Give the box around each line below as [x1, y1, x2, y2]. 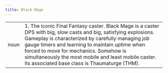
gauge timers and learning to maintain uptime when [24, 41, 145, 48]
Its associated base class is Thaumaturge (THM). [24, 60, 140, 67]
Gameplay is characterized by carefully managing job [24, 35, 150, 42]
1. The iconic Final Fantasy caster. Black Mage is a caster [24, 22, 159, 29]
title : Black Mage [5, 7, 43, 12]
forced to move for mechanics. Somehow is [24, 47, 126, 54]
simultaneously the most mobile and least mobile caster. [24, 53, 156, 60]
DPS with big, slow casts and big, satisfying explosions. [24, 28, 154, 35]
